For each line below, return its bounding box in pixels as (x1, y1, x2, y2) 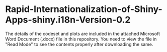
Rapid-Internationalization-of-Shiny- (5, 3, 162, 15)
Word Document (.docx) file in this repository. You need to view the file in (5, 36, 157, 42)
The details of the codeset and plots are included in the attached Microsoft (5, 30, 160, 36)
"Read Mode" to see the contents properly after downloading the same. (5, 41, 153, 47)
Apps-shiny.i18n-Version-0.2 (5, 14, 131, 25)
